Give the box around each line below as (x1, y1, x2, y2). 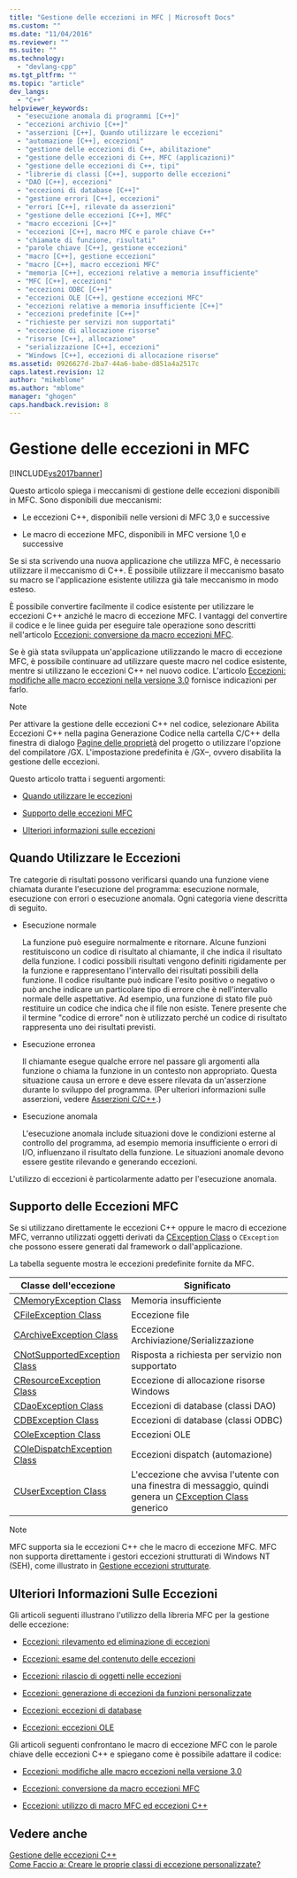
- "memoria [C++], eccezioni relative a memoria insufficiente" (17, 269, 259, 278)
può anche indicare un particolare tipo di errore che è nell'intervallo (21, 983, 268, 994)
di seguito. (9, 902, 48, 913)
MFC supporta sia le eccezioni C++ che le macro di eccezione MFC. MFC (9, 1542, 277, 1553)
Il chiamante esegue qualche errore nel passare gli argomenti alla (21, 1056, 261, 1067)
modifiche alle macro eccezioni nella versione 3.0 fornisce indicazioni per (9, 675, 277, 685)
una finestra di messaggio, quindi (131, 1480, 270, 1492)
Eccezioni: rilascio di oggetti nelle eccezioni (21, 1671, 182, 1681)
